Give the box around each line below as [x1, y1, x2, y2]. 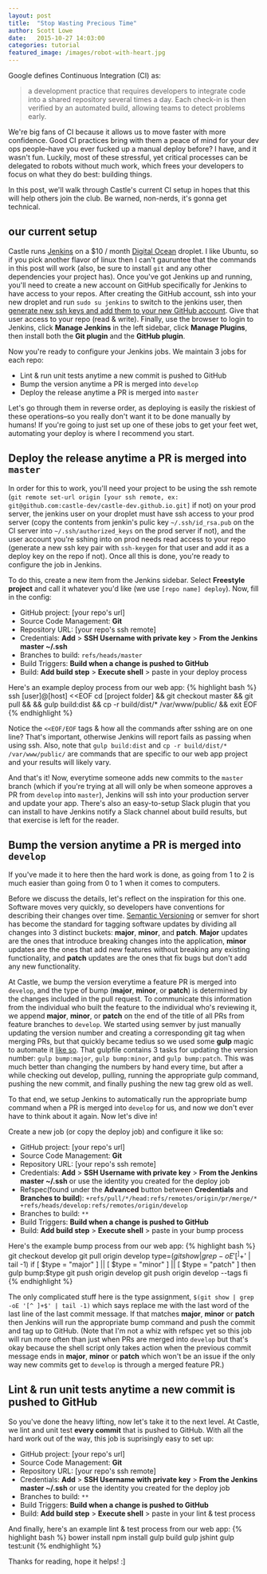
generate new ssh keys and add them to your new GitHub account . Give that [8, 305, 259, 315]
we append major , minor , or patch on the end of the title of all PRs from [8, 1011, 245, 1021]
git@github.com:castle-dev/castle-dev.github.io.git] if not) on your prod [8, 500, 257, 509]
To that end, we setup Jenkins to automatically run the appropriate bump [8, 1095, 247, 1104]
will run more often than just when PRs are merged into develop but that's [8, 1334, 249, 1344]
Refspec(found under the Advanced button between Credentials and [19, 1185, 249, 1195]
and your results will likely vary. [8, 757, 112, 767]
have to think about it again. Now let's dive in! [8, 1112, 158, 1121]
